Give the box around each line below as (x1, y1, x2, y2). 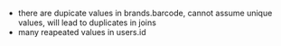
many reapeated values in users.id (17, 27, 146, 37)
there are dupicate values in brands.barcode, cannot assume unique (17, 8, 273, 18)
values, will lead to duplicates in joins (17, 17, 156, 28)
